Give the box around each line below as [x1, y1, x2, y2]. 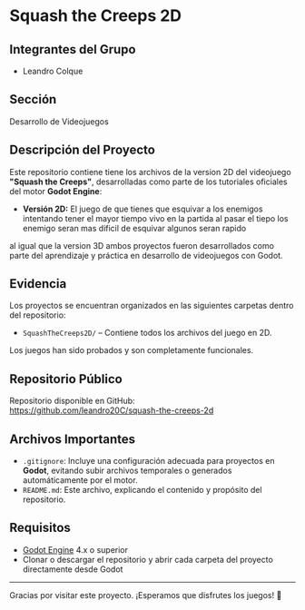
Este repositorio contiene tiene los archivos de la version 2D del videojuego [9, 166, 292, 177]
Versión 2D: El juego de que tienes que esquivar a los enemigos [22, 203, 263, 214]
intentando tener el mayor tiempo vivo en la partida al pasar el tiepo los [22, 212, 289, 223]
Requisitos [9, 520, 71, 536]
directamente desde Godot [22, 564, 123, 575]
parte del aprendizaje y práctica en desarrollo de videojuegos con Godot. [9, 250, 283, 261]
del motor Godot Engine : [9, 185, 103, 196]
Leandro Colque [22, 65, 84, 76]
